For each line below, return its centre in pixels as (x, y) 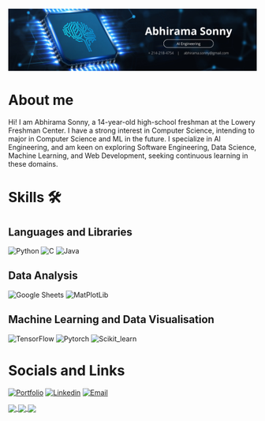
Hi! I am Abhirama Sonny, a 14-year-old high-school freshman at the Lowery (132, 122)
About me (41, 100)
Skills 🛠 (35, 197)
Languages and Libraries (70, 232)
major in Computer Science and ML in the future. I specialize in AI (114, 138)
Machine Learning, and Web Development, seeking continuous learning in (128, 156)
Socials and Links (67, 370)
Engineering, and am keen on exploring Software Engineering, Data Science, (132, 147)
